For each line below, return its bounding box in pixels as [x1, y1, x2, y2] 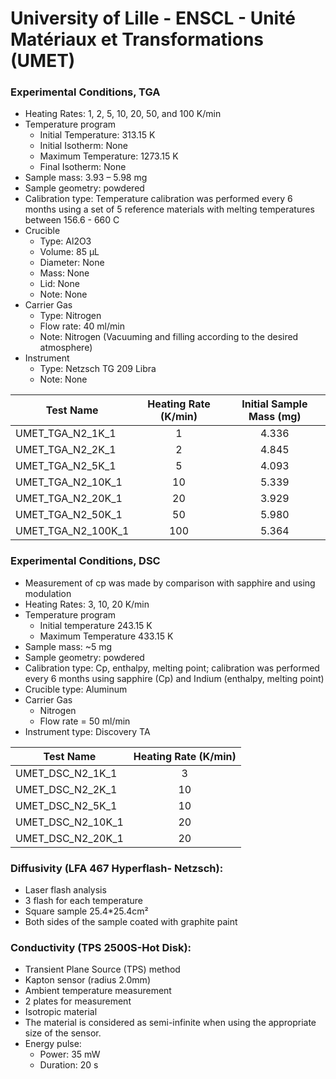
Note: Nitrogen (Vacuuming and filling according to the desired [39, 331, 299, 343]
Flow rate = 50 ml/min [39, 715, 131, 727]
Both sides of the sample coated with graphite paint [24, 916, 238, 928]
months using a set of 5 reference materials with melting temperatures [24, 203, 315, 216]
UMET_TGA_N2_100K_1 [15, 524, 130, 538]
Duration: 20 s [39, 1059, 99, 1071]
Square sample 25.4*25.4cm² [24, 905, 149, 917]
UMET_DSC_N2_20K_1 [15, 831, 124, 845]
